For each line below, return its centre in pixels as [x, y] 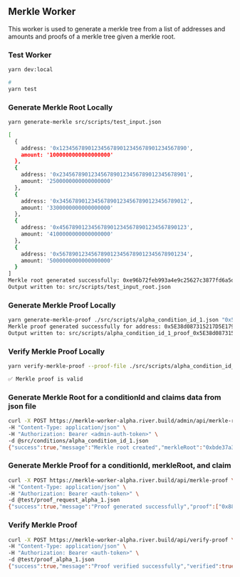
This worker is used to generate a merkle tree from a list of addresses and [117, 28]
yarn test [23, 89]
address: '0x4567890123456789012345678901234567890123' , [107, 228]
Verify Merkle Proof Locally [57, 351]
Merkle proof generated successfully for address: [85, 327]
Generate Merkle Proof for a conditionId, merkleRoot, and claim [120, 465]
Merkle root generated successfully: [64, 280]
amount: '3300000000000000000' [67, 208]
